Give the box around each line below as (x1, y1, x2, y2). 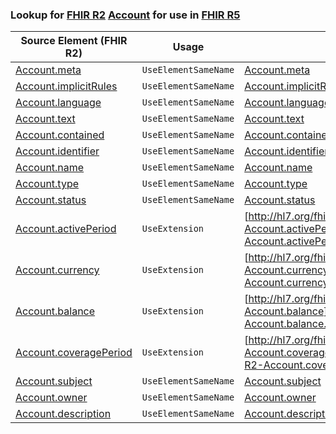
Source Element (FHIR (20, 34, 128, 48)
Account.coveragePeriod (15, 346, 133, 360)
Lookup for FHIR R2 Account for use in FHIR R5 (10, 8, 241, 22)
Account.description (15, 407, 112, 421)
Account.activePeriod (15, 222, 117, 236)
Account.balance (15, 304, 96, 318)
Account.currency (15, 263, 100, 277)
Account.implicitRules (15, 79, 118, 93)
